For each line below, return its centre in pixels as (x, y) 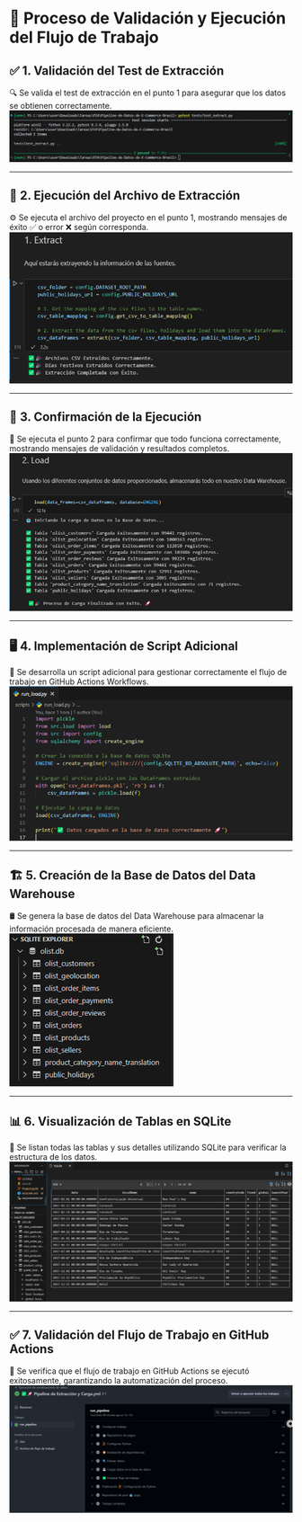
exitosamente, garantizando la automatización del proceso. (119, 1380)
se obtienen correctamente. (61, 106)
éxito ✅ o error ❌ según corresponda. (79, 227)
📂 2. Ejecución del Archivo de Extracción (125, 196)
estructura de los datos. (53, 1157)
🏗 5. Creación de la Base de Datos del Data (133, 876)
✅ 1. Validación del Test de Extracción (117, 71)
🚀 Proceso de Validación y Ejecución (147, 18)
